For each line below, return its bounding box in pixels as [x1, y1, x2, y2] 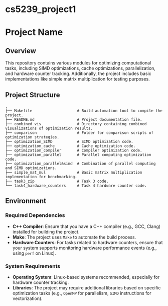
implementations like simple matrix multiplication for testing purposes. [5, 76, 150, 82]
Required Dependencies [5, 212, 65, 219]
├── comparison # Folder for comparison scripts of [5, 130, 154, 135]
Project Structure [5, 91, 60, 99]
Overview [5, 46, 37, 55]
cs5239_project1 [5, 4, 76, 15]
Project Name [5, 27, 63, 38]
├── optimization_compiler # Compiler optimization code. [5, 148, 142, 153]
